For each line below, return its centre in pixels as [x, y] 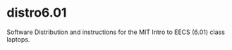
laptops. [18, 39]
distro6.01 [37, 13]
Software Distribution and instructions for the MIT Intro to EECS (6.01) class [116, 32]
